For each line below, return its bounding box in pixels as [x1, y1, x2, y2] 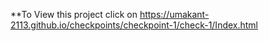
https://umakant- [139, 9, 210, 20]
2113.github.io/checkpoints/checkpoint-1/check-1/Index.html [10, 19, 259, 31]
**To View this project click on [10, 9, 138, 20]
